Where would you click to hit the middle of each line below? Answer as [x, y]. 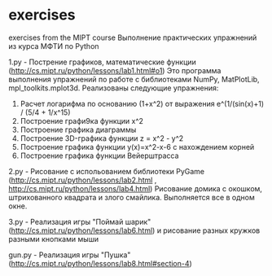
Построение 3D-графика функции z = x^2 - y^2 [102, 138]
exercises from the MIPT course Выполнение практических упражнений [133, 37]
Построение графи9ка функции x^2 [82, 120]
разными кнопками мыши [54, 239]
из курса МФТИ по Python [54, 46]
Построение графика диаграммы [78, 129]
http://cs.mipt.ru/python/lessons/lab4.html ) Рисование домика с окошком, [136, 188]
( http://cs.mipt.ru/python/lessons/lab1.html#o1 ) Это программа [115, 70]
